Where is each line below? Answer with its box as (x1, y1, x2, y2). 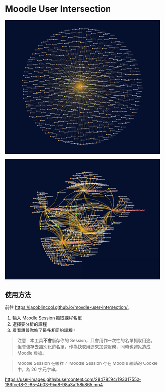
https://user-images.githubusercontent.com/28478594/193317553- (5, 376, 141, 382)
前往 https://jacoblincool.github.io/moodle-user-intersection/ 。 (5, 304, 132, 310)
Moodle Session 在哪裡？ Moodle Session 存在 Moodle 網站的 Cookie (17, 361, 158, 366)
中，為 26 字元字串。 (17, 366, 60, 372)
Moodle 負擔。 (17, 350, 47, 356)
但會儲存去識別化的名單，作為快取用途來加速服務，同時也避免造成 (17, 344, 151, 350)
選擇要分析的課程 (12, 321, 47, 327)
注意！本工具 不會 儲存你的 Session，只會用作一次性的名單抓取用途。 (17, 338, 155, 344)
